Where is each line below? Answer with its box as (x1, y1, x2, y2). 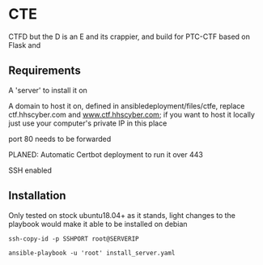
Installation (8, 189, 66, 203)
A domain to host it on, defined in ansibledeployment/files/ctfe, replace (8, 100, 245, 110)
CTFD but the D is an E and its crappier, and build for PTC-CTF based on (8, 32, 251, 41)
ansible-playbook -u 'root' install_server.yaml (8, 249, 176, 257)
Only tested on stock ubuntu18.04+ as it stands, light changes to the (8, 210, 236, 220)
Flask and (8, 40, 41, 49)
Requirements (8, 64, 81, 78)
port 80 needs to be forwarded (8, 134, 112, 143)
